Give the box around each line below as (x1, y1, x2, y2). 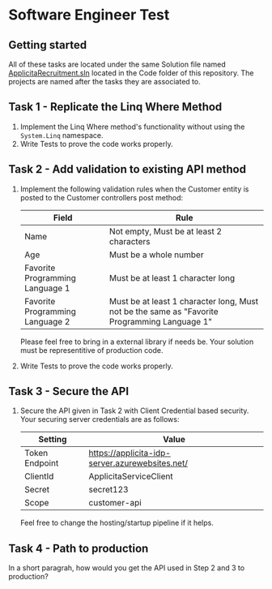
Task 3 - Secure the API (8, 385, 130, 398)
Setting (38, 434, 67, 445)
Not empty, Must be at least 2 (108, 226, 223, 237)
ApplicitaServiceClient (88, 471, 173, 482)
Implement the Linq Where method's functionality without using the (19, 122, 245, 131)
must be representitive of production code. (19, 345, 164, 355)
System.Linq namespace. (19, 130, 104, 140)
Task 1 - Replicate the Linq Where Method (8, 100, 223, 114)
